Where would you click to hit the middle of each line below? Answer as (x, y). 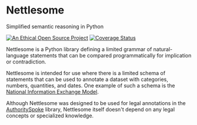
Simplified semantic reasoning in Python (55, 26)
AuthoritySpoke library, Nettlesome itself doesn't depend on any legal (91, 109)
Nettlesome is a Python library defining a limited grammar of (79, 49)
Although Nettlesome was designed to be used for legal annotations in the (96, 103)
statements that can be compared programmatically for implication (111, 55)
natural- (163, 49)
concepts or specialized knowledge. (50, 116)
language (17, 55)
